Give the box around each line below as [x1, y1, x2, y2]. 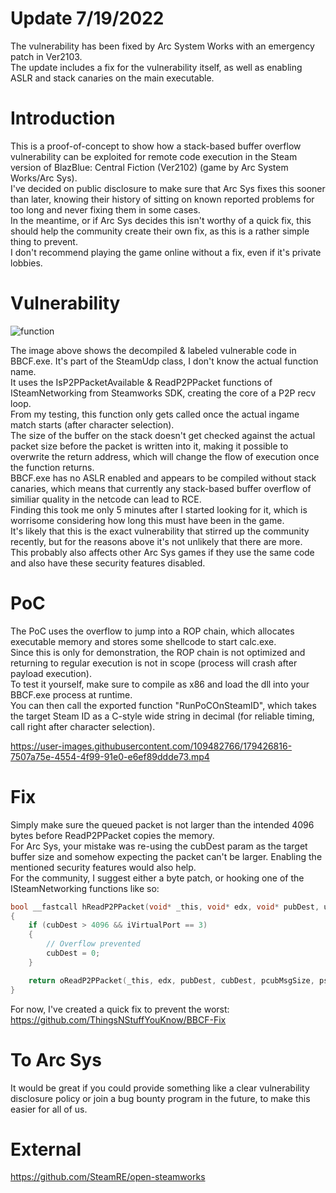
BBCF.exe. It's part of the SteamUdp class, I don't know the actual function [10, 355, 319, 367]
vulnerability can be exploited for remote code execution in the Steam [10, 150, 298, 162]
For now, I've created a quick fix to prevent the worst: [10, 1003, 230, 1015]
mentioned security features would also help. [10, 861, 197, 873]
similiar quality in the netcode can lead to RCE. [10, 493, 202, 505]
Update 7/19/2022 [10, 7, 165, 30]
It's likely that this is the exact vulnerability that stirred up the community [10, 525, 310, 537]
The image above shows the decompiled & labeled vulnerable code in [10, 344, 297, 356]
